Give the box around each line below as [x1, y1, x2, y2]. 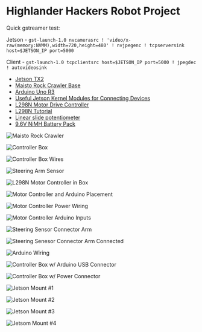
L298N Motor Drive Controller [14, 101, 89, 108]
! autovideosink [6, 65, 47, 71]
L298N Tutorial [14, 107, 52, 114]
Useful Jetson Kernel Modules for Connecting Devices [14, 94, 151, 102]
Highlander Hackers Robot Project [6, 4, 180, 18]
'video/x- [106, 37, 131, 43]
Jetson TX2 [14, 75, 44, 82]
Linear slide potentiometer [14, 114, 81, 121]
